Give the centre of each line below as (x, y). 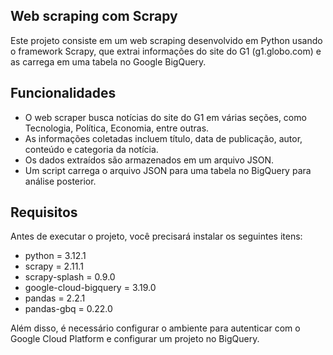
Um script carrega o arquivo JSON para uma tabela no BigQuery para (168, 170)
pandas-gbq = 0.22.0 (68, 309)
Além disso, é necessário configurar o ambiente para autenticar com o (155, 328)
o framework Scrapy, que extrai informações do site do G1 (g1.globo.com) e (166, 51)
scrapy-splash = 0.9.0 (70, 277)
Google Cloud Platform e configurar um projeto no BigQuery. (135, 339)
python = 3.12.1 (55, 256)
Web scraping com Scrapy (94, 16)
